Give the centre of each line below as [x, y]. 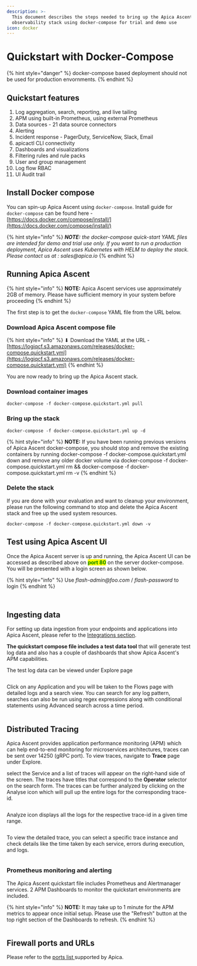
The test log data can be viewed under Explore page [70, 670]
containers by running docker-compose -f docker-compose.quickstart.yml [96, 454]
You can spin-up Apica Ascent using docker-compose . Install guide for [90, 207]
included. [18, 896]
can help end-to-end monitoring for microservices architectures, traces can [98, 749]
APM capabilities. [28, 659]
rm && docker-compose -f [97, 467]
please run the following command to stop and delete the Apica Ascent [92, 507]
